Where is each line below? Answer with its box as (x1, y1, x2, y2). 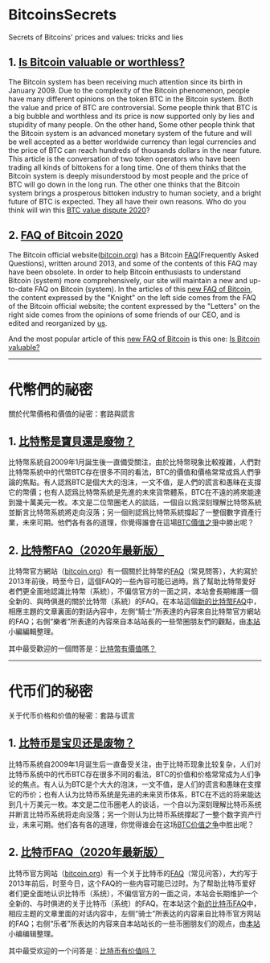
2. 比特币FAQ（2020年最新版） (8, 846, 165, 859)
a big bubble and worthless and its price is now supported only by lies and (8, 111, 255, 121)
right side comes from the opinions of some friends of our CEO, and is (8, 310, 241, 319)
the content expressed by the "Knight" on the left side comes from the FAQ (8, 292, 256, 302)
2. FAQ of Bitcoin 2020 (8, 228, 124, 242)
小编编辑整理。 (8, 928, 58, 938)
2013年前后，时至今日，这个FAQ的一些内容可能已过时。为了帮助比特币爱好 (8, 879, 256, 888)
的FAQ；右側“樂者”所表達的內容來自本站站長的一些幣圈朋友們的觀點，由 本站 (8, 617, 261, 627)
